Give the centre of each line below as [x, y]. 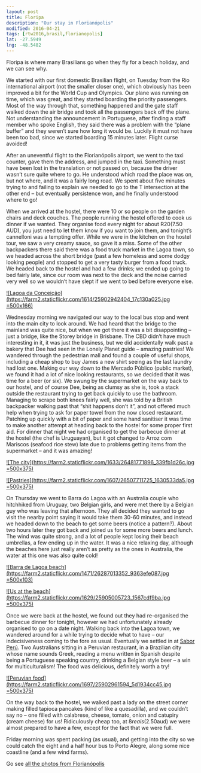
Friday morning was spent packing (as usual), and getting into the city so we [100, 739]
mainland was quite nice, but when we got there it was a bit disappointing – [99, 330]
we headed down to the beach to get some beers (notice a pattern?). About [99, 524]
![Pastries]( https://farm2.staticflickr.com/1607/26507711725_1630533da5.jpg [100, 480]
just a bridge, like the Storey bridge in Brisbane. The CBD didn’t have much [98, 336]
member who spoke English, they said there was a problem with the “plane [98, 124]
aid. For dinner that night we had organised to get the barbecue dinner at [96, 431]
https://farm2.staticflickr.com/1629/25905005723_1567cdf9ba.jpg [89, 597]
